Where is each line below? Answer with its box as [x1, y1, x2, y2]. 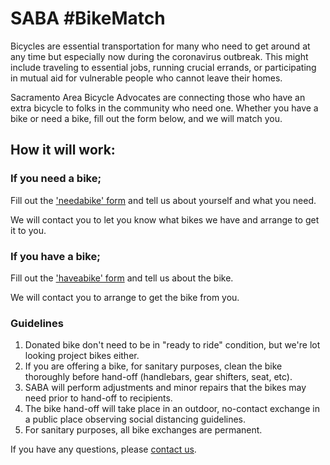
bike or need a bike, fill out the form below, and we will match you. [10, 112, 283, 124]
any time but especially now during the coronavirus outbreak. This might [10, 50, 309, 62]
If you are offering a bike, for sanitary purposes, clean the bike [24, 360, 283, 372]
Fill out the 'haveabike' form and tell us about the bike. [10, 272, 234, 284]
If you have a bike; [10, 249, 101, 263]
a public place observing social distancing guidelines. [24, 413, 247, 426]
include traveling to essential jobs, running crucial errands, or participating [10, 61, 317, 73]
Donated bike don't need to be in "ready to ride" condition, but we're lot [24, 339, 321, 351]
